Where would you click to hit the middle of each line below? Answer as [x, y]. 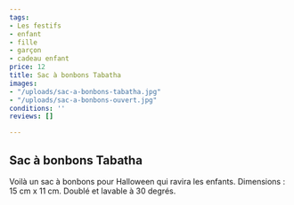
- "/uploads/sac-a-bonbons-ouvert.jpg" [83, 100]
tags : [19, 17]
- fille [24, 42]
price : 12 [28, 67]
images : [24, 83]
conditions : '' [37, 108]
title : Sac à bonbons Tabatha [65, 75]
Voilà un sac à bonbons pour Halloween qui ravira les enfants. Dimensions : [147, 181]
